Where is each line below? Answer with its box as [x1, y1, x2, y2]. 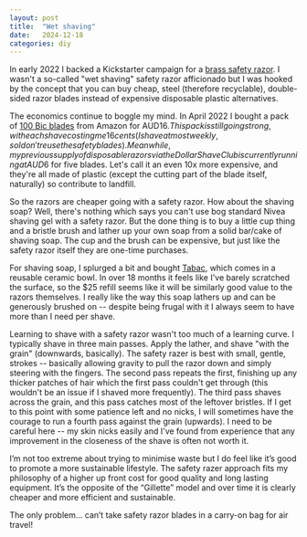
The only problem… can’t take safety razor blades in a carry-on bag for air [9, 510, 289, 521]
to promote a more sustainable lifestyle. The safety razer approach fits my [9, 463, 289, 474]
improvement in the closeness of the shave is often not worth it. [9, 436, 249, 447]
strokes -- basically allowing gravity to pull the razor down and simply [9, 358, 272, 369]
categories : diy [9, 38, 71, 48]
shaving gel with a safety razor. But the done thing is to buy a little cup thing [9, 216, 295, 226]
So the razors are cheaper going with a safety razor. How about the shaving [9, 196, 295, 207]
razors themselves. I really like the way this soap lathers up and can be [9, 291, 276, 302]
